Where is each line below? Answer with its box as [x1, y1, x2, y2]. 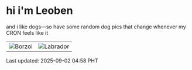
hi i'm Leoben [6, 4, 73, 17]
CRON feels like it [6, 29, 49, 36]
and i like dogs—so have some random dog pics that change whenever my [6, 23, 186, 30]
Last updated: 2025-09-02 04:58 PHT [6, 57, 98, 64]
